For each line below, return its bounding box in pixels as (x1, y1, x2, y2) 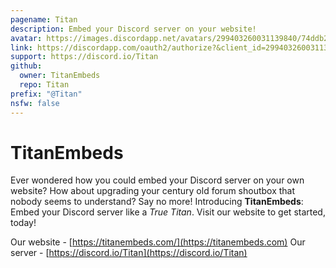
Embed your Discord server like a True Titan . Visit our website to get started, (10, 206, 326, 218)
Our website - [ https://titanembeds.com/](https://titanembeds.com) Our (10, 236, 306, 248)
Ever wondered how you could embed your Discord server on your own (10, 174, 305, 186)
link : (10, 42, 33, 53)
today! (10, 217, 37, 229)
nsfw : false (10, 98, 60, 108)
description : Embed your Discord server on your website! (10, 24, 257, 34)
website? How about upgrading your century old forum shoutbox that (10, 185, 296, 197)
